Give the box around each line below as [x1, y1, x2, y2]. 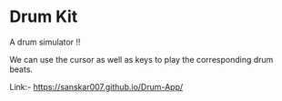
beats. [9, 64, 34, 75]
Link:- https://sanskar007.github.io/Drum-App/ [9, 81, 184, 92]
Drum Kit [9, 6, 78, 27]
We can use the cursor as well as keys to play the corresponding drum [9, 54, 274, 65]
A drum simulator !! [9, 36, 81, 47]
